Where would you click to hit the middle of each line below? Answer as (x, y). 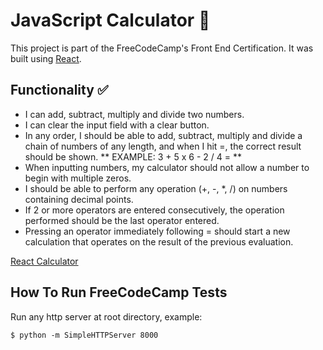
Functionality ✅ (59, 90)
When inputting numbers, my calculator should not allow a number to (167, 167)
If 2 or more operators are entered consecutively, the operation (154, 210)
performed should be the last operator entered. (122, 220)
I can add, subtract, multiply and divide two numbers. (134, 114)
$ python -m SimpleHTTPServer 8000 (84, 335)
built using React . (46, 58)
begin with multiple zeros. (78, 178)
